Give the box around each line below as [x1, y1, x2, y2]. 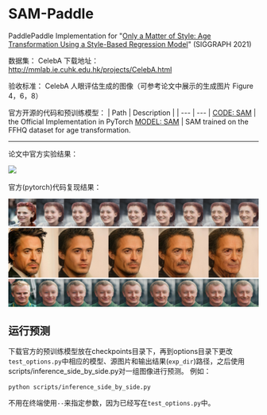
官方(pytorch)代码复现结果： [8, 182, 102, 191]
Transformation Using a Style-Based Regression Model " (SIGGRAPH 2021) [8, 39, 252, 48]
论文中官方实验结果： [8, 148, 78, 159]
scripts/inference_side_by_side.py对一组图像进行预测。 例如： [8, 367, 211, 376]
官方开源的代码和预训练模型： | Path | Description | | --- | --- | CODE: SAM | [8, 108, 257, 117]
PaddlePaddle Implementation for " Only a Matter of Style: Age [8, 31, 211, 40]
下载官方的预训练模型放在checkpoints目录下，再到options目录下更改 [8, 347, 233, 356]
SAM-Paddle [8, 5, 94, 23]
